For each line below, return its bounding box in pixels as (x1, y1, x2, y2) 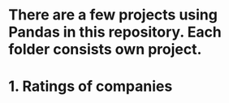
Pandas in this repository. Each (8, 23, 222, 41)
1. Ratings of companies (8, 77, 173, 96)
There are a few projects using (8, 6, 218, 24)
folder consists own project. (8, 41, 202, 58)
